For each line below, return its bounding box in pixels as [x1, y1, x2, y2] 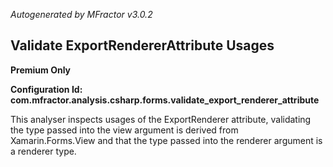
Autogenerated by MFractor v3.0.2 [10, 9, 153, 20]
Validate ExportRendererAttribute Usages [10, 37, 275, 54]
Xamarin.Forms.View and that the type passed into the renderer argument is [10, 134, 323, 146]
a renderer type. [10, 145, 77, 157]
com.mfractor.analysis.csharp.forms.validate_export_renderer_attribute [10, 94, 320, 106]
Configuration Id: [10, 83, 83, 95]
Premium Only [10, 64, 72, 76]
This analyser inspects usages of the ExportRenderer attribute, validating [10, 113, 312, 125]
